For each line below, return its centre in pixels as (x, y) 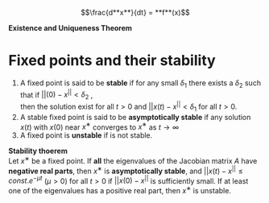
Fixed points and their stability (112, 61)
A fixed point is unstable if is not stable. (86, 135)
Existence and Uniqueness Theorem (70, 28)
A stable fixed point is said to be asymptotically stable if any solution (135, 117)
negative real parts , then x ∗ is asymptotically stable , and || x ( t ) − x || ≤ (126, 170)
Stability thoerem (38, 151)
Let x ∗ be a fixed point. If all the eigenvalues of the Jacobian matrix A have (133, 160)
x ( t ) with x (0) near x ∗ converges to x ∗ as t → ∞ (99, 126)
